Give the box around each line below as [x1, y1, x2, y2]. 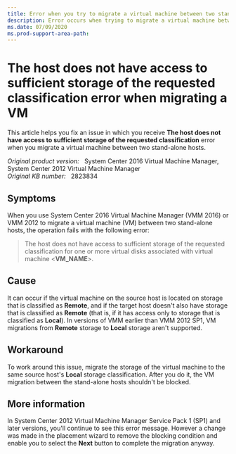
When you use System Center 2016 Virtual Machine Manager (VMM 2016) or [7, 211, 229, 219]
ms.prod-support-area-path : [7, 30, 90, 37]
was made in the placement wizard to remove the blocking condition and [7, 431, 218, 440]
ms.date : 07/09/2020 [7, 23, 68, 30]
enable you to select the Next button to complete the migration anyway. [7, 439, 215, 448]
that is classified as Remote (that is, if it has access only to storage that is [7, 308, 221, 317]
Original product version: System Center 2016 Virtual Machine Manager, [7, 157, 219, 165]
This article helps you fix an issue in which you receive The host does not [7, 128, 221, 137]
